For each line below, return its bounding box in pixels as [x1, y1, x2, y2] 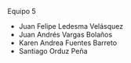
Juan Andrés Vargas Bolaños [18, 30, 113, 39]
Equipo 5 [7, 7, 36, 16]
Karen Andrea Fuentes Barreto [18, 38, 118, 47]
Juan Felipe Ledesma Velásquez [18, 22, 124, 30]
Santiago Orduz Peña [18, 47, 88, 55]
